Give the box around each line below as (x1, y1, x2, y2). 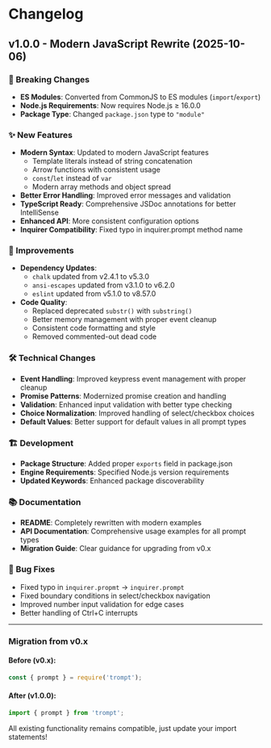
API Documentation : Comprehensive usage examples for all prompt (19, 526, 247, 537)
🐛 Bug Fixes (8, 564, 55, 575)
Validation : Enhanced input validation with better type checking (19, 399, 232, 409)
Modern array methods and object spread (31, 182, 172, 192)
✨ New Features (8, 129, 73, 140)
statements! (8, 732, 48, 742)
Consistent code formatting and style (31, 324, 156, 333)
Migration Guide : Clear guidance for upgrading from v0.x (19, 544, 211, 554)
